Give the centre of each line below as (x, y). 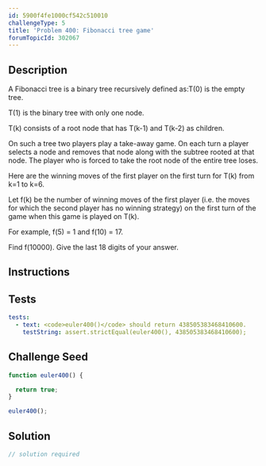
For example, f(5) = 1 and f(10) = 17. (66, 232)
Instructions (39, 272)
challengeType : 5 (37, 23)
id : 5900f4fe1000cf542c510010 (58, 15)
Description (38, 69)
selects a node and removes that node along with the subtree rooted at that (131, 152)
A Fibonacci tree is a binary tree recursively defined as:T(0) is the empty (127, 89)
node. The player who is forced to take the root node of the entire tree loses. (133, 160)
